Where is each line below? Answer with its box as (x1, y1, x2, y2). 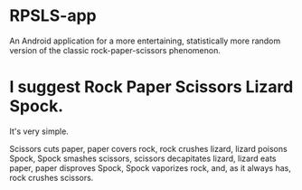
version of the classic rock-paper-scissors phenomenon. (9, 44, 222, 55)
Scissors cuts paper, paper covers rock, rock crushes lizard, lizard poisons (9, 143, 288, 154)
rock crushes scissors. (9, 172, 94, 183)
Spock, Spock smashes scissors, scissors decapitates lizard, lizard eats (9, 153, 277, 164)
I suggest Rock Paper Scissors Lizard (9, 77, 294, 98)
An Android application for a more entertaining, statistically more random (9, 35, 281, 46)
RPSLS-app (9, 5, 97, 26)
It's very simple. (9, 126, 70, 137)
